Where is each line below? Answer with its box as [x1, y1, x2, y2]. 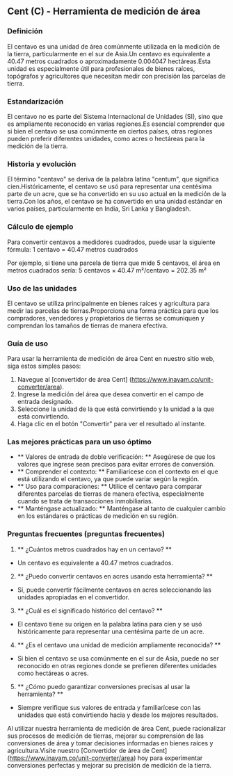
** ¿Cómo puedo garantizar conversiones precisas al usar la [17, 682, 191, 690]
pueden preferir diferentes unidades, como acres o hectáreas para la [7, 134, 205, 143]
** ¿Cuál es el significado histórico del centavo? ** [17, 606, 163, 615]
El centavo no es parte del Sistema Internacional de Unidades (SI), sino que [7, 112, 223, 120]
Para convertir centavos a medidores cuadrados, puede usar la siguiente [7, 238, 216, 246]
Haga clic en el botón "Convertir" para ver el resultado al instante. [17, 420, 207, 428]
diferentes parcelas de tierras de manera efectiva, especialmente [17, 490, 204, 498]
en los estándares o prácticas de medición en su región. [17, 512, 179, 520]
